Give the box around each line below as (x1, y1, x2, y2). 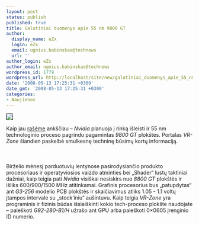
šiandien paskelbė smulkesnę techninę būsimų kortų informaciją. (20, 137, 178, 144)
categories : (6, 91, 36, 97)
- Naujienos (6, 97, 36, 102)
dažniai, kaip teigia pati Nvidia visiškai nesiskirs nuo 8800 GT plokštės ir (6, 175, 182, 182)
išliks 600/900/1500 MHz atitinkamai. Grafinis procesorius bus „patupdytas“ (6, 181, 192, 188)
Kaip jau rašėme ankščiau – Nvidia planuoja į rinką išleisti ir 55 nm (6, 125, 167, 132)
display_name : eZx (11, 36, 57, 42)
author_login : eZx (6, 58, 52, 64)
